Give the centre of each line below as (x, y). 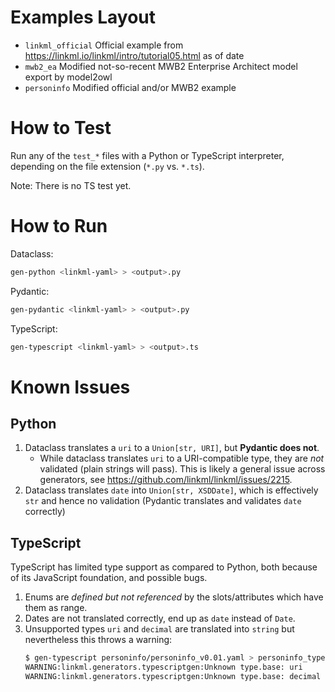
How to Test (61, 128)
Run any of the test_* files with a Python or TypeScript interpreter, (147, 155)
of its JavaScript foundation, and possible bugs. (109, 578)
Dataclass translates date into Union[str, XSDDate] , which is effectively (171, 490)
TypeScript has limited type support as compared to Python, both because (164, 567)
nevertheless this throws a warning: (98, 640)
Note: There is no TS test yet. (71, 185)
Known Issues (70, 387)
